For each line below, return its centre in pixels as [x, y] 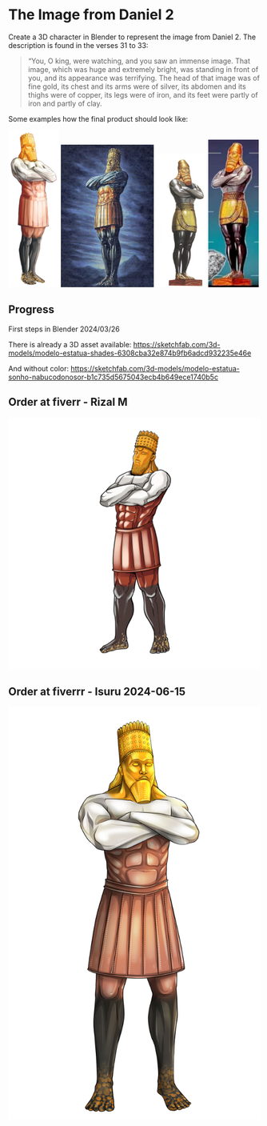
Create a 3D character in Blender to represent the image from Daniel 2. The [132, 37]
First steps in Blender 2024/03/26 [64, 329]
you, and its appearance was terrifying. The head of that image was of [143, 78]
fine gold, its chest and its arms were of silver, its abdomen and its [137, 86]
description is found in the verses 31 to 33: [78, 45]
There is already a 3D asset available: [70, 344]
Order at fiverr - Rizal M [68, 402]
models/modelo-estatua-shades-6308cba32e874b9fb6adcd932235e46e [130, 353]
